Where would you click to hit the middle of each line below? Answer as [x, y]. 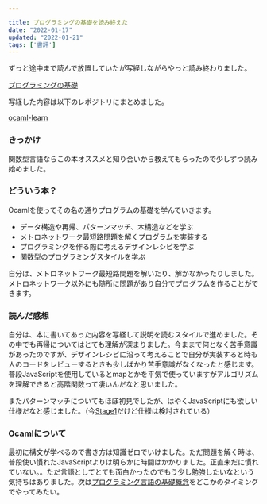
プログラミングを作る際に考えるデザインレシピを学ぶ [107, 246]
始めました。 [29, 168]
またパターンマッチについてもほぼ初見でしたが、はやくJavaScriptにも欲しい [133, 401]
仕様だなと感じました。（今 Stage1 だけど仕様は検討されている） [111, 411]
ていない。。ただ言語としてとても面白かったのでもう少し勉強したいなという [132, 472]
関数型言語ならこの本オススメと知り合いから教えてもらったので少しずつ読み [133, 159]
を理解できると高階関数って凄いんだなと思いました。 [95, 384]
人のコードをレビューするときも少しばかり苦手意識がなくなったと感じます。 [133, 364]
